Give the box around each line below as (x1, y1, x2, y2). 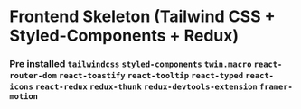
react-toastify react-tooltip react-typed (58, 70, 244, 81)
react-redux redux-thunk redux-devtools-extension (34, 82, 258, 92)
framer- (259, 82, 294, 92)
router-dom (9, 70, 57, 81)
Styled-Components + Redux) (9, 25, 240, 46)
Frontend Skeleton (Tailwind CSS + (9, 6, 276, 27)
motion (9, 92, 39, 102)
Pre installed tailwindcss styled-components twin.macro (9, 58, 252, 70)
